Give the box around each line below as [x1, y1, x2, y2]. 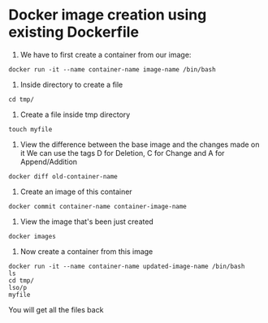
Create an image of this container [19, 187, 132, 196]
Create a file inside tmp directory [19, 110, 131, 119]
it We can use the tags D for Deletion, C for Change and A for [19, 148, 225, 157]
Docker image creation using [8, 6, 207, 24]
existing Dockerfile [8, 23, 140, 41]
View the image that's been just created [19, 217, 154, 226]
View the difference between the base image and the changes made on [19, 140, 260, 149]
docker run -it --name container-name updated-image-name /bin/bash [8, 262, 245, 270]
